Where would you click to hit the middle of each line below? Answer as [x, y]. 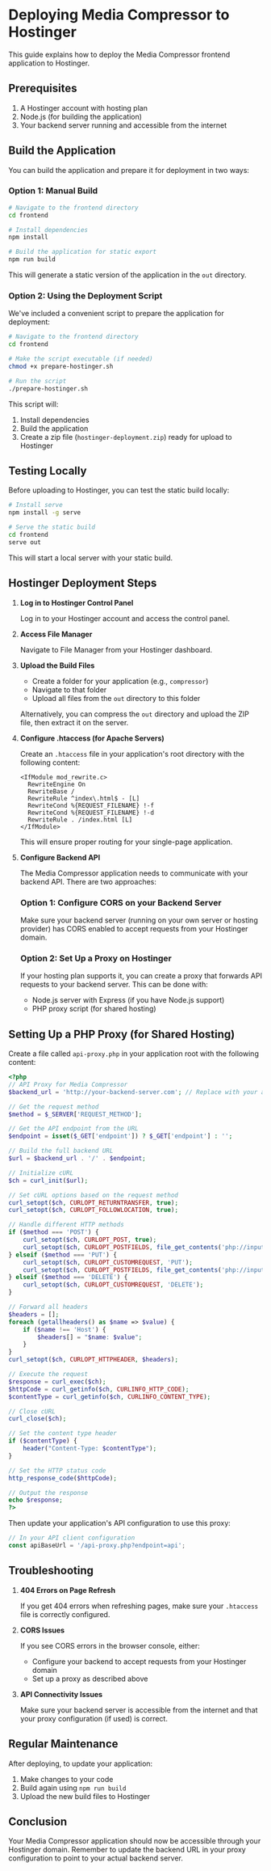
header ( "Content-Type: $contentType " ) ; [90, 1449]
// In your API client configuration [72, 1538]
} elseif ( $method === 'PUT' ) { [63, 1255]
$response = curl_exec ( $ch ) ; [57, 1381]
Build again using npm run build [73, 1788]
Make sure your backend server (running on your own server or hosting [139, 920]
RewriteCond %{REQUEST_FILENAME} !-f [91, 805]
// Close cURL [32, 1411]
